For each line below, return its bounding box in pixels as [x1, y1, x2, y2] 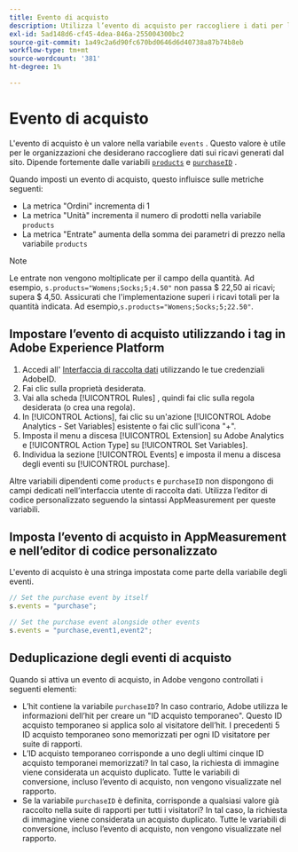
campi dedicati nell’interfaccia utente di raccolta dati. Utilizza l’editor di [9, 485, 268, 495]
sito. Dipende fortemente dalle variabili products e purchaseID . [9, 156, 238, 167]
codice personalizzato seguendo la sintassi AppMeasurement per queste [9, 494, 277, 505]
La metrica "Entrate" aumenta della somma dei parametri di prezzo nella [21, 228, 286, 240]
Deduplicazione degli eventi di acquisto [9, 651, 232, 666]
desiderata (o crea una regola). [21, 401, 136, 413]
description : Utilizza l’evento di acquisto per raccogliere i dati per [9, 21, 284, 30]
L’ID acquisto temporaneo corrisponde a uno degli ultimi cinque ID [21, 747, 264, 759]
